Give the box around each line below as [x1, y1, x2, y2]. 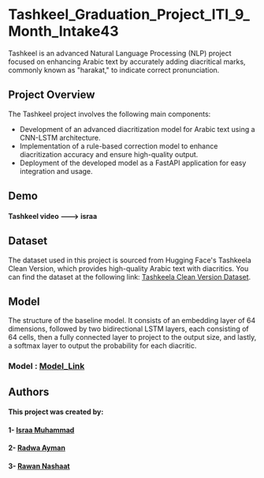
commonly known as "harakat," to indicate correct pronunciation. [8, 65, 220, 74]
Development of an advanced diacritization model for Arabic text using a [19, 124, 255, 134]
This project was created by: [8, 407, 104, 416]
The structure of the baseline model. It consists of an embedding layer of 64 [8, 316, 256, 326]
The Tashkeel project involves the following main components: [8, 109, 211, 119]
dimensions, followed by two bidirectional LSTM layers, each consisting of [8, 324, 250, 333]
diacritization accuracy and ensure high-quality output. [19, 149, 199, 159]
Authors [8, 385, 50, 398]
